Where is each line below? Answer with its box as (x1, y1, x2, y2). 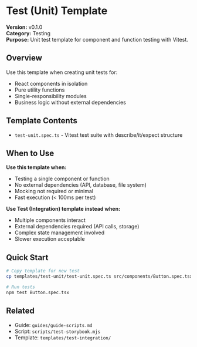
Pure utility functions (14, 86, 65, 93)
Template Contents (6, 116, 77, 126)
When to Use (6, 148, 55, 158)
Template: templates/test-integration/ (14, 333, 111, 341)
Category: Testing (6, 29, 51, 36)
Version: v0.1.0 (6, 23, 43, 31)
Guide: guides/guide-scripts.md (14, 321, 93, 328)
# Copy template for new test (6, 268, 80, 274)
